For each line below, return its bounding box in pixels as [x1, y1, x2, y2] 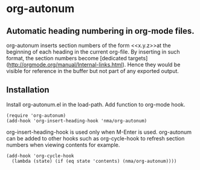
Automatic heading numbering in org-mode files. [6, 26, 195, 36]
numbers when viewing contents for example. [6, 141, 120, 148]
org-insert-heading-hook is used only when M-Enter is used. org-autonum [6, 128, 192, 136]
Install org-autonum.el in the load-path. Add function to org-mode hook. [6, 101, 185, 108]
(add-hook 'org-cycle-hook [6, 153, 74, 159]
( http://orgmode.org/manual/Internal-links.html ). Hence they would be [6, 61, 181, 68]
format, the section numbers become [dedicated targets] [6, 55, 148, 61]
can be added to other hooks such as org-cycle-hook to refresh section [6, 134, 185, 142]
